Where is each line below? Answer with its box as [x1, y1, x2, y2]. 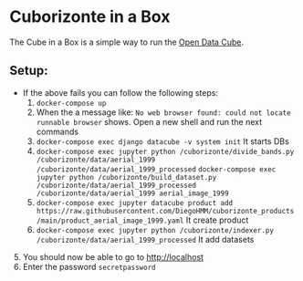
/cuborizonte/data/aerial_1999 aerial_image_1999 [36, 189, 230, 198]
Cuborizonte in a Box [9, 6, 171, 27]
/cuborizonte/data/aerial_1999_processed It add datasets [36, 234, 255, 245]
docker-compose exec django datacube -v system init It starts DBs [36, 135, 289, 147]
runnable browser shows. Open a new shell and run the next [36, 116, 263, 127]
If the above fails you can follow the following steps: [22, 87, 219, 98]
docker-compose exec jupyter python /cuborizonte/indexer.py [36, 225, 274, 234]
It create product [185, 214, 249, 225]
